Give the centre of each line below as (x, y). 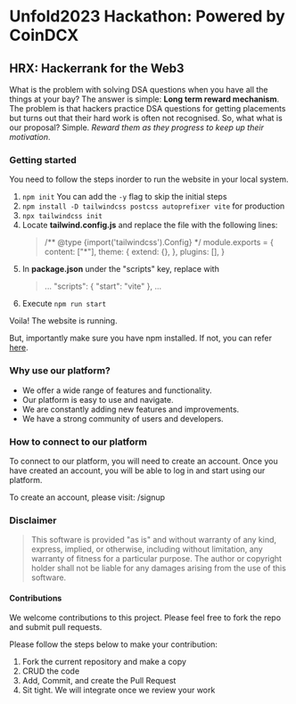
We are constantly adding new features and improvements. (131, 409)
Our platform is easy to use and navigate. (98, 399)
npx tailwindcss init (62, 217)
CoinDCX (44, 35)
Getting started (43, 160)
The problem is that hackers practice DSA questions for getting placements (148, 108)
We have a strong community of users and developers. (123, 418)
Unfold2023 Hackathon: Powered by (147, 16)
